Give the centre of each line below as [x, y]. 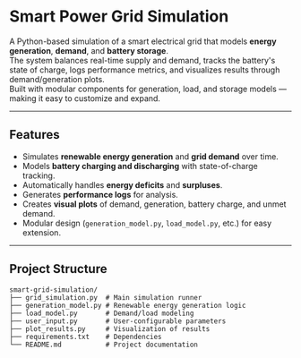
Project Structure [58, 269]
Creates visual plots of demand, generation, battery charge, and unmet [154, 204]
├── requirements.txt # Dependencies [86, 337]
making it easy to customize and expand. [85, 98]
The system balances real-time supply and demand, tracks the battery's [142, 60]
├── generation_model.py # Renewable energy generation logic [128, 305]
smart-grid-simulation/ [54, 290]
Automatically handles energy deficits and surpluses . [122, 184]
